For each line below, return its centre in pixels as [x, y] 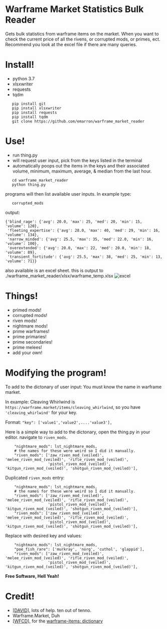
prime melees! [27, 347]
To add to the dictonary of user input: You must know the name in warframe [83, 387]
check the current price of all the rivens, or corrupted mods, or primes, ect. [83, 39]
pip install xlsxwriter [37, 108]
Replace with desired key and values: [44, 536]
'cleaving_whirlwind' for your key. [41, 412]
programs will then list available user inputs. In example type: [68, 194]
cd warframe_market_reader [40, 180]
